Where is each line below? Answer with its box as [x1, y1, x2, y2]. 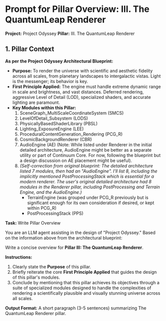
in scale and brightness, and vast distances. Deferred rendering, [12, 88, 144, 95]
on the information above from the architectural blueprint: [5, 235, 122, 241]
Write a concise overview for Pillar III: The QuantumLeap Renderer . [5, 244, 144, 250]
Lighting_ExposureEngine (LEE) [19, 126, 84, 132]
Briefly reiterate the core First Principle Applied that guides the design [12, 269, 157, 275]
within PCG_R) [27, 205, 57, 211]
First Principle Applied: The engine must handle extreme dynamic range [12, 83, 161, 89]
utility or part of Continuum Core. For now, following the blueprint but [19, 152, 161, 158]
